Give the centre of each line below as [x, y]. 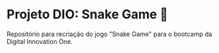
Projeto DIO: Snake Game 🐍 [88, 14]
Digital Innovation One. [40, 41]
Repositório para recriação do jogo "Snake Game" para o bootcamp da [109, 34]
